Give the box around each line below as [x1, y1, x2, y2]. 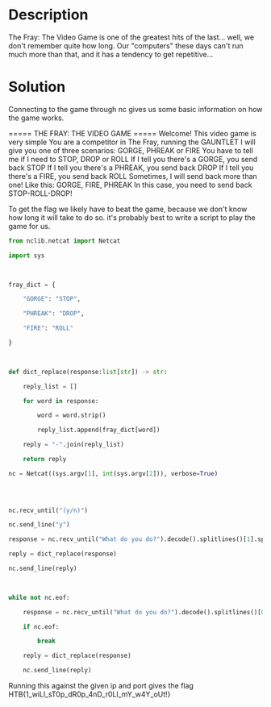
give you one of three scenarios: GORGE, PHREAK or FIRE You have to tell [8, 145, 254, 155]
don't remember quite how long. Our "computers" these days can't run [8, 40, 244, 50]
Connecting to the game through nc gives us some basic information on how [8, 104, 263, 114]
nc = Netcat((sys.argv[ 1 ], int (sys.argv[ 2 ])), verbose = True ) [8, 469, 219, 477]
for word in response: [23, 397, 99, 405]
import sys [8, 252, 45, 260]
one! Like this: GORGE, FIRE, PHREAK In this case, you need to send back [8, 180, 252, 189]
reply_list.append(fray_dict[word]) [37, 426, 161, 435]
